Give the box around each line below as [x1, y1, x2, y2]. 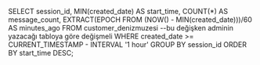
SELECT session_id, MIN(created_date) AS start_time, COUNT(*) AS [8, 7, 229, 16]
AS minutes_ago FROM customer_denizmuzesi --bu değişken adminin [8, 23, 233, 32]
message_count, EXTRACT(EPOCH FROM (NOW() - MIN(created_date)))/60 [8, 15, 252, 24]
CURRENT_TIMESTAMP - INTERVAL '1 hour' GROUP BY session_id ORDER [8, 40, 247, 49]
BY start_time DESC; [8, 49, 74, 57]
